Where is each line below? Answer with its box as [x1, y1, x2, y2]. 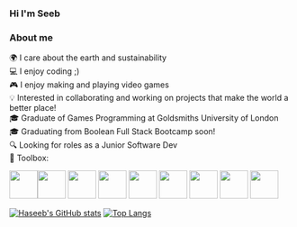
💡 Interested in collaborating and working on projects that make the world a [9, 93, 289, 104]
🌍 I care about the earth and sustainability [9, 52, 167, 63]
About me [9, 31, 54, 43]
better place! [9, 103, 57, 113]
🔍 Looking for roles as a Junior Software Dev [9, 140, 178, 150]
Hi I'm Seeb [9, 7, 60, 20]
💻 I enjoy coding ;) [9, 66, 80, 77]
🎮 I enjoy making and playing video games [9, 79, 169, 90]
